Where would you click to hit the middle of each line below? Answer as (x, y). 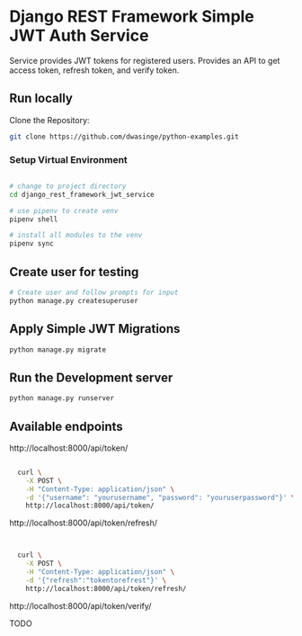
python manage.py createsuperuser (74, 300)
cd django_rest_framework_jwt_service (82, 194)
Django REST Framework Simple (132, 17)
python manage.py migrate (58, 349)
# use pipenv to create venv (64, 211)
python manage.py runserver (62, 399)
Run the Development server (91, 377)
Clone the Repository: (49, 120)
